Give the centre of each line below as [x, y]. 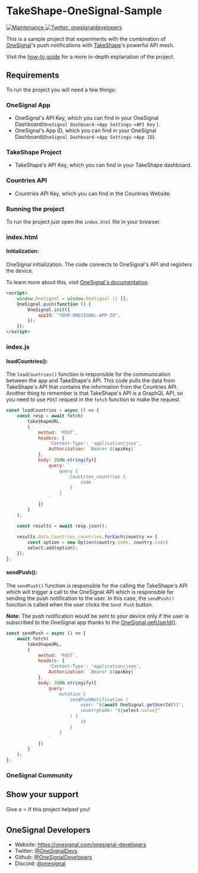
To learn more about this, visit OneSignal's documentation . [78, 282]
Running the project [35, 209]
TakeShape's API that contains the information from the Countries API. [92, 387]
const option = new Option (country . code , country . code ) [98, 542]
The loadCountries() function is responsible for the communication [88, 374]
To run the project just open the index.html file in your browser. [84, 221]
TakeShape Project [34, 152]
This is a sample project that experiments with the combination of [86, 39]
